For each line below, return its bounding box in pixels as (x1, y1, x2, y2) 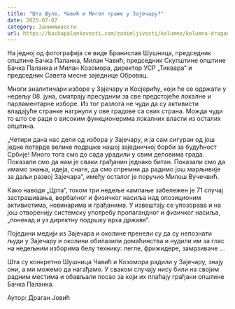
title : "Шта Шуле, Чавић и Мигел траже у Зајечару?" (7, 10, 164, 17)
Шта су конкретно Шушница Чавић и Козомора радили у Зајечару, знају (7, 258, 224, 266)
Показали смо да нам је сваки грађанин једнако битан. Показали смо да (7, 158, 226, 166)
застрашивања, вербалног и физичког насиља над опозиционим (7, 194, 201, 202)
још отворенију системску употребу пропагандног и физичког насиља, (7, 208, 221, 217)
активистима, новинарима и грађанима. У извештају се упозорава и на (7, 201, 222, 210)
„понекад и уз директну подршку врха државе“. (7, 216, 150, 224)
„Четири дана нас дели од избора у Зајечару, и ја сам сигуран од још (7, 136, 215, 144)
